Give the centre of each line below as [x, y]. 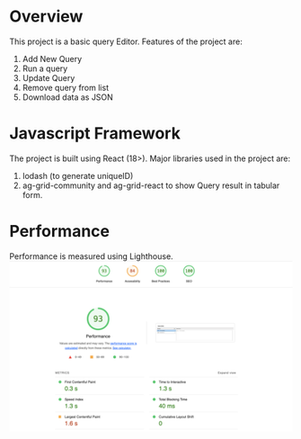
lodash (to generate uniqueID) [78, 175]
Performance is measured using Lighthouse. [91, 256]
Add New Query [52, 58]
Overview [46, 17]
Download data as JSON [68, 97]
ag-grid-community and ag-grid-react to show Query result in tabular [151, 185]
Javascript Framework [95, 134]
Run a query [45, 68]
